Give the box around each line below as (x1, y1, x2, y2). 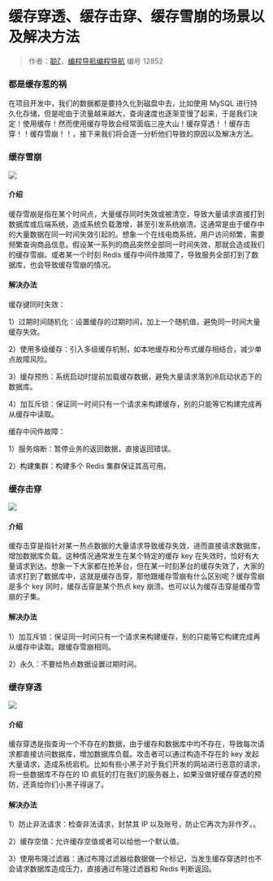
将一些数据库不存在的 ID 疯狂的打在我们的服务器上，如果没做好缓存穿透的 (8, 770, 254, 779)
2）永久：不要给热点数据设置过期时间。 (8, 659, 141, 669)
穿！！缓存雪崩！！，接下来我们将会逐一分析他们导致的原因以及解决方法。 (8, 129, 258, 139)
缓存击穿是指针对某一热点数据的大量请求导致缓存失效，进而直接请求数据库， (8, 541, 265, 551)
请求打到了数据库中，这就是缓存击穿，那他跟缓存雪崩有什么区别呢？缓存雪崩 (8, 571, 265, 581)
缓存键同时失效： (8, 299, 66, 309)
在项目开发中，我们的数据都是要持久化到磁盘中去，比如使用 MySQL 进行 (8, 98, 251, 108)
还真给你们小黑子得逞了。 (22, 779, 108, 789)
